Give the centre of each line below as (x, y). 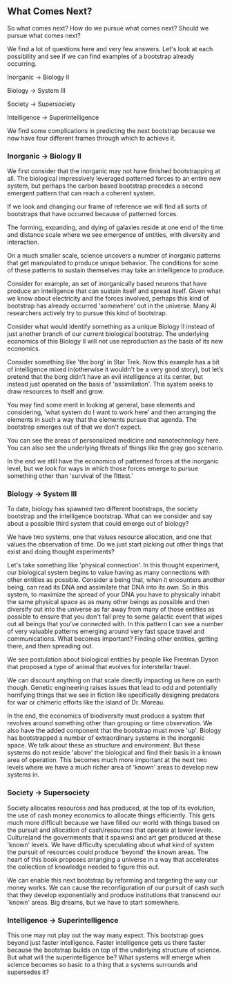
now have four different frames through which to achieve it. (91, 138)
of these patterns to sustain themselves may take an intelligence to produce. (116, 270)
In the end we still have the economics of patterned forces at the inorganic (113, 461)
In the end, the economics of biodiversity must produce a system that (106, 716)
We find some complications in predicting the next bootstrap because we (111, 130)
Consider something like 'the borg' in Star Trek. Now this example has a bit (113, 362)
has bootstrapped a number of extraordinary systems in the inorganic (106, 738)
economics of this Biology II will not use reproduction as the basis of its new (115, 342)
